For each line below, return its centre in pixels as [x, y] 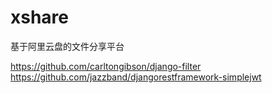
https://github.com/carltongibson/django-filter [106, 66]
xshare [40, 17]
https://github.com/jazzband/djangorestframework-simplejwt [136, 77]
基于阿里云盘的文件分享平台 [67, 46]
